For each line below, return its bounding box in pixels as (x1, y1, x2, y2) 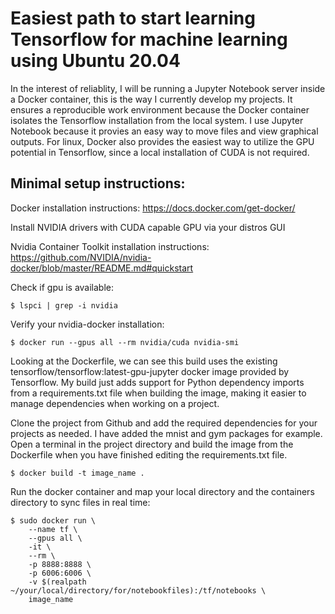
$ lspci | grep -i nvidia (10, 300, 118, 311)
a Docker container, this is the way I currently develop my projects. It (10, 93, 293, 105)
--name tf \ (28, 524, 78, 534)
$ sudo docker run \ (10, 515, 97, 526)
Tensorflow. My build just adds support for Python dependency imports (10, 376, 305, 388)
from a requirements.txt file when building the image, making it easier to (10, 387, 307, 399)
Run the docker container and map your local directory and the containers (10, 485, 315, 497)
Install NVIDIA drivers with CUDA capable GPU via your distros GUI (10, 221, 286, 233)
